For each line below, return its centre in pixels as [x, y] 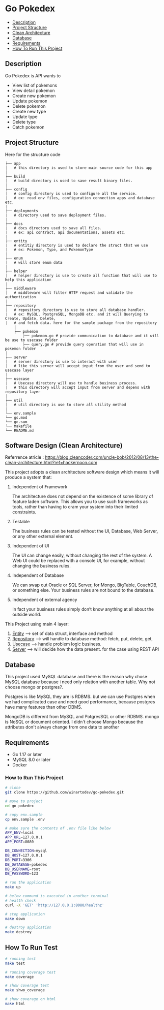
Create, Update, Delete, [30, 318]
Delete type [24, 122]
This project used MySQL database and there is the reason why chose [76, 677]
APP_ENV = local [20, 833]
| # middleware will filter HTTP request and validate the [69, 293]
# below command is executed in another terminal [57, 896]
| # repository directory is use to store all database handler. [76, 310]
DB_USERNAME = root [23, 869]
